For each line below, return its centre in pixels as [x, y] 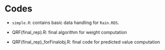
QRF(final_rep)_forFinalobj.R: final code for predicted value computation [86, 42]
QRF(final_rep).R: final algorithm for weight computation [69, 32]
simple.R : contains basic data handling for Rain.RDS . [65, 22]
